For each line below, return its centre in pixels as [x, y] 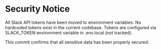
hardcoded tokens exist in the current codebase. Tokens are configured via [81, 27]
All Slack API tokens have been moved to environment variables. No [73, 22]
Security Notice [37, 9]
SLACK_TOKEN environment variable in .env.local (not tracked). [69, 33]
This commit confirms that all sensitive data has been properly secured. [77, 42]
